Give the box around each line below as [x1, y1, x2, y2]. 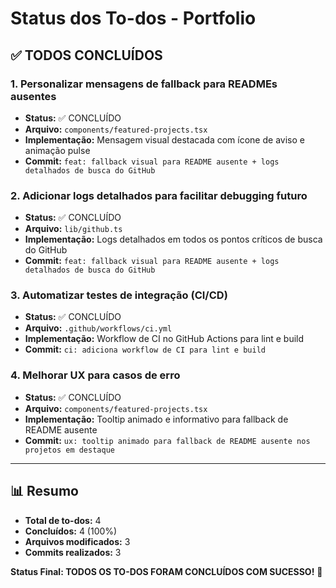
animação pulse [24, 144, 91, 156]
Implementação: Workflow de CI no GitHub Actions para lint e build [24, 333, 305, 345]
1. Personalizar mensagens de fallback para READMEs [10, 77, 278, 91]
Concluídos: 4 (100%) [24, 525, 118, 537]
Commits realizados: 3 [24, 546, 122, 558]
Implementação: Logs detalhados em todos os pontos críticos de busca [24, 233, 323, 246]
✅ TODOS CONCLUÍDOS [10, 47, 163, 64]
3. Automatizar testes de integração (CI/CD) [10, 288, 228, 302]
